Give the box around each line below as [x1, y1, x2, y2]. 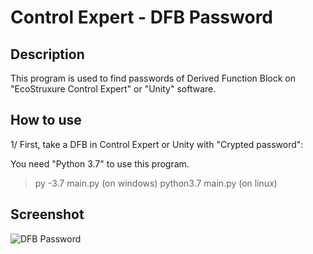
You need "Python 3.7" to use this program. [10, 157, 190, 170]
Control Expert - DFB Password [10, 6, 273, 29]
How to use [10, 112, 82, 129]
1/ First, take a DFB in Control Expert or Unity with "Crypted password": [10, 138, 304, 150]
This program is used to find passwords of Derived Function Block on [10, 72, 297, 84]
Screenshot [10, 206, 85, 223]
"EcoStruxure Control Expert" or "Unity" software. [10, 83, 217, 95]
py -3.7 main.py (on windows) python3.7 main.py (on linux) [34, 177, 278, 189]
